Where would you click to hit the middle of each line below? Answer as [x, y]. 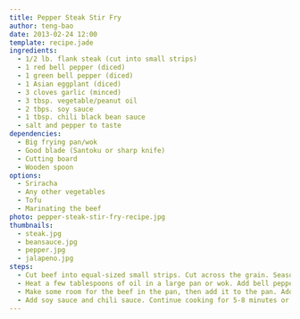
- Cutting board [47, 159]
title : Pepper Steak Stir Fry [66, 17]
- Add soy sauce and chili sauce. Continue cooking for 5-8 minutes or [154, 300]
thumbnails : [31, 225]
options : [25, 175]
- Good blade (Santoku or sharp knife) [92, 150]
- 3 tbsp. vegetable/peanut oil [78, 101]
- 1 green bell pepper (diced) [75, 76]
